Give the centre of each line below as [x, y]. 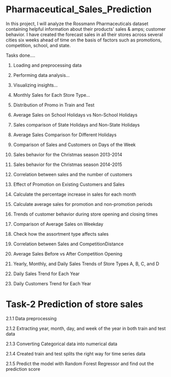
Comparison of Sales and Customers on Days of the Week [74, 144]
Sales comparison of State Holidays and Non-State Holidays [76, 124]
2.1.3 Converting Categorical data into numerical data [62, 344]
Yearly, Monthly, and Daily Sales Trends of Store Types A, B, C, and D [86, 264]
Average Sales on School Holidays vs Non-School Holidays [75, 115]
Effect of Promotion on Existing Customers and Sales [69, 184]
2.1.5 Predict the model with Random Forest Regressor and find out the [80, 363]
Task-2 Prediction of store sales [75, 305]
